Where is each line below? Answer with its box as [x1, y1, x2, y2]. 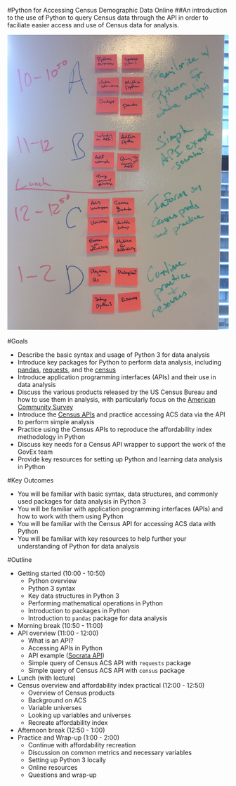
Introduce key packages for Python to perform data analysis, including [17, 358, 222, 366]
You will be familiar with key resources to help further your [17, 535, 187, 543]
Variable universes [27, 704, 82, 712]
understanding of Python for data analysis [17, 542, 140, 550]
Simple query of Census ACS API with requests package [27, 659, 192, 667]
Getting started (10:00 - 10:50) [17, 569, 105, 577]
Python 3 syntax [27, 584, 76, 592]
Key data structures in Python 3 [27, 591, 119, 600]
